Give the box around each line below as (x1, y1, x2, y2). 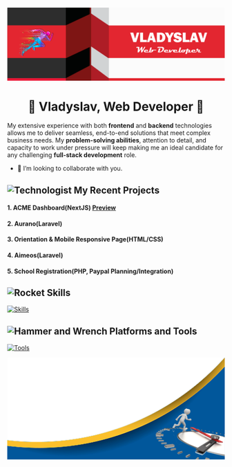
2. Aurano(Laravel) (7, 219, 63, 228)
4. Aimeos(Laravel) (7, 251, 64, 259)
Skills (46, 287, 71, 298)
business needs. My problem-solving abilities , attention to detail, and (7, 136, 207, 145)
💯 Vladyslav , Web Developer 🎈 (28, 98, 204, 114)
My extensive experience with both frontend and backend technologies (7, 122, 213, 130)
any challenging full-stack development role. (7, 151, 137, 159)
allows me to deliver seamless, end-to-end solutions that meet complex (7, 129, 211, 137)
